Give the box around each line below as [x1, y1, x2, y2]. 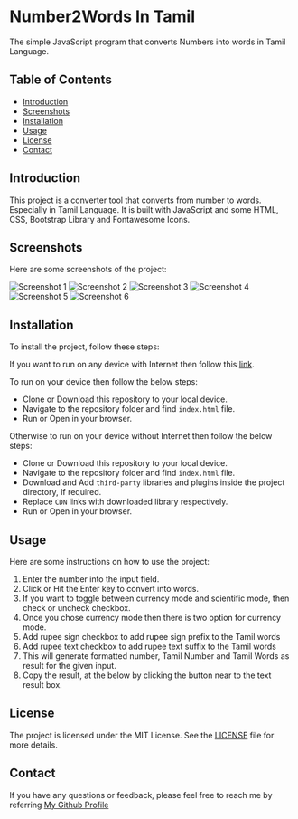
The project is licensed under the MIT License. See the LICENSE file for [9, 729, 275, 740]
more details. [9, 739, 59, 750]
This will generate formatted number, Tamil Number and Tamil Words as [22, 651, 290, 662]
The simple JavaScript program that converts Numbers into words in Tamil [9, 36, 286, 47]
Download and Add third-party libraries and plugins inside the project [22, 477, 285, 488]
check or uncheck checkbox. [22, 603, 131, 613]
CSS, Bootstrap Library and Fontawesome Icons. [9, 214, 191, 224]
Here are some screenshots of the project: [9, 264, 167, 275]
